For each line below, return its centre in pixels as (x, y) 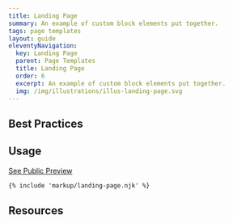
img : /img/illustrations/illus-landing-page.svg (99, 91)
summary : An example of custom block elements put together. (114, 23)
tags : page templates (45, 31)
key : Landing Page (47, 53)
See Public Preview (40, 170)
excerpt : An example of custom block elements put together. (121, 83)
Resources (36, 210)
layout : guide (32, 38)
